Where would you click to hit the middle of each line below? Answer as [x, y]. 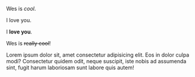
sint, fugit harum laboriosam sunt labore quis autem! [70, 67]
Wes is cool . [21, 9]
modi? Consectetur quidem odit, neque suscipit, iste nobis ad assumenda [96, 61]
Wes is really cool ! [29, 43]
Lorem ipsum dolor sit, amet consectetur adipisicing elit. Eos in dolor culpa [98, 55]
